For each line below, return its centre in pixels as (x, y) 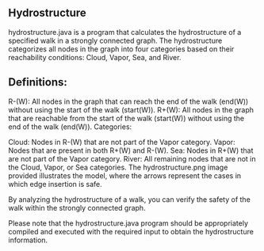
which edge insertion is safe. (55, 184)
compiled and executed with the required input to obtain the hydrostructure (131, 231)
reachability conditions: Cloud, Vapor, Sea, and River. (95, 57)
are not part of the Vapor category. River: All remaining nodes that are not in (132, 158)
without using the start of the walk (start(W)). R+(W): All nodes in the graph (131, 109)
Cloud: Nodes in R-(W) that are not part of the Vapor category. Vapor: (122, 142)
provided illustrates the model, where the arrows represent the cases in (125, 175)
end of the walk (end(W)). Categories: (70, 127)
